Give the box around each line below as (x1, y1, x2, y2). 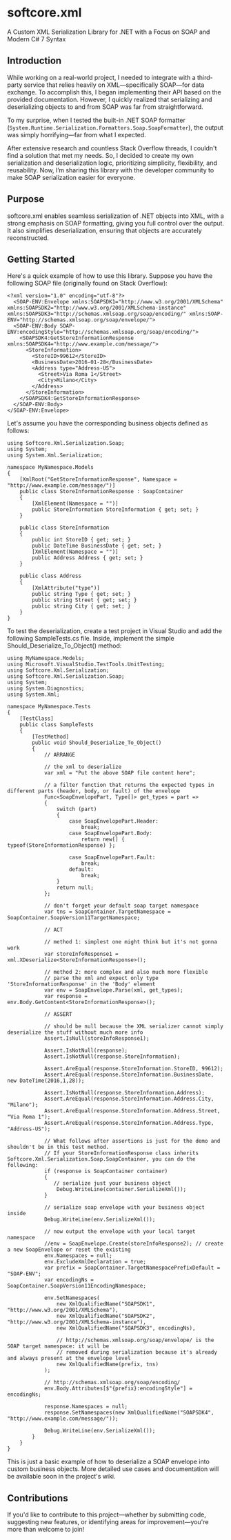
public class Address (19, 572, 81, 580)
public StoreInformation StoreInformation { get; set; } (32, 506, 199, 513)
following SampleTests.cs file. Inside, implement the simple (7, 634, 174, 643)
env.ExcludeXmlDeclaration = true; (43, 1259, 147, 1266)
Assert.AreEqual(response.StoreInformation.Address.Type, (43, 1119, 214, 1127)
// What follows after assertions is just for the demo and (43, 1138, 221, 1145)
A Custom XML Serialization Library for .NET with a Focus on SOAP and (7, 28, 210, 36)
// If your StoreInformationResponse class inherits (43, 1150, 199, 1157)
